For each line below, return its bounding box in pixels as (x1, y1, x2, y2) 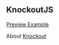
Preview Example (6, 20, 49, 28)
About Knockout (6, 32, 47, 40)
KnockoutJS (6, 5, 54, 15)
